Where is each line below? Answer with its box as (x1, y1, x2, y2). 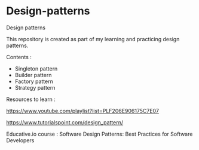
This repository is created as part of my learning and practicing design (6, 35, 180, 42)
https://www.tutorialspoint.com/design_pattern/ (6, 118, 124, 126)
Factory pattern (14, 78, 54, 85)
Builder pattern (14, 71, 52, 78)
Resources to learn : (6, 96, 56, 103)
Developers (6, 136, 35, 144)
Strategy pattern (14, 84, 56, 91)
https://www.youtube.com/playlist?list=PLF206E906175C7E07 (6, 107, 160, 114)
